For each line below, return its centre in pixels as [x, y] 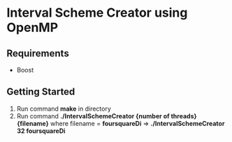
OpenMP [32, 27]
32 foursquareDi [41, 131]
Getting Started [41, 92]
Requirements [38, 53]
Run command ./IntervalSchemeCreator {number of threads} [107, 116]
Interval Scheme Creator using [97, 13]
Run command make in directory [64, 109]
